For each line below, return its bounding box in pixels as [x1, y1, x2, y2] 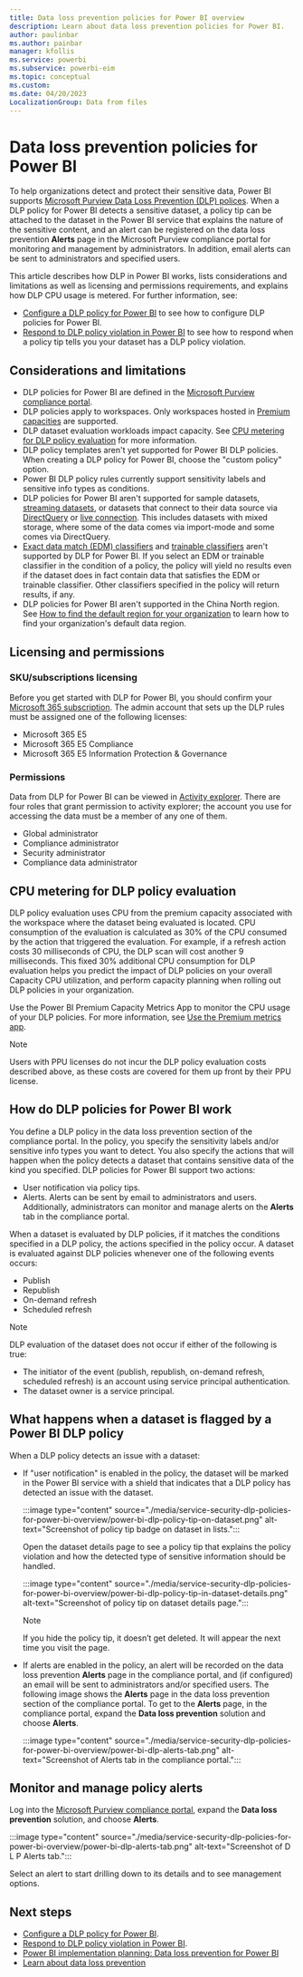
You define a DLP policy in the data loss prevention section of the [9, 1126, 253, 1137]
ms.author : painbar [9, 38, 83, 48]
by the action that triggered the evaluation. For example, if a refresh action [9, 935, 287, 947]
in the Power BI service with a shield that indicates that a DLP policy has [22, 1477, 291, 1488]
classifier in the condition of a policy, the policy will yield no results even [22, 560, 292, 571]
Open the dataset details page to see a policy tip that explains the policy [22, 1541, 291, 1552]
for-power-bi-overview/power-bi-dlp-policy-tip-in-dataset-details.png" [22, 1587, 289, 1598]
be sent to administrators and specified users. [9, 253, 181, 264]
